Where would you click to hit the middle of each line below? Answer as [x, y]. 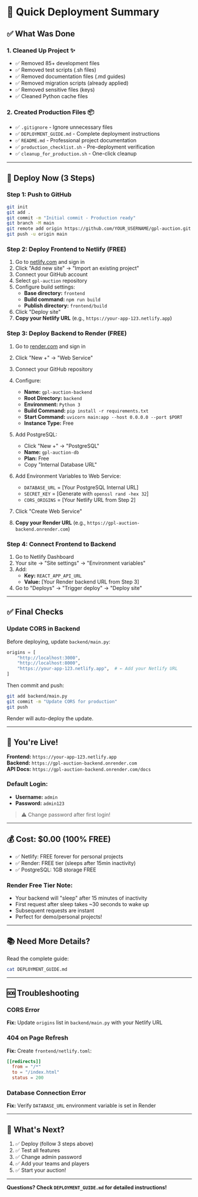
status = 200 [28, 1078]
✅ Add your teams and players [52, 1164]
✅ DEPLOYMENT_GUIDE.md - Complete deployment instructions [88, 134]
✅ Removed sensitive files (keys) [55, 89]
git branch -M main [31, 223]
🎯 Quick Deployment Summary [83, 12]
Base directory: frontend [54, 293]
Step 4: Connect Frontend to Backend [61, 544]
